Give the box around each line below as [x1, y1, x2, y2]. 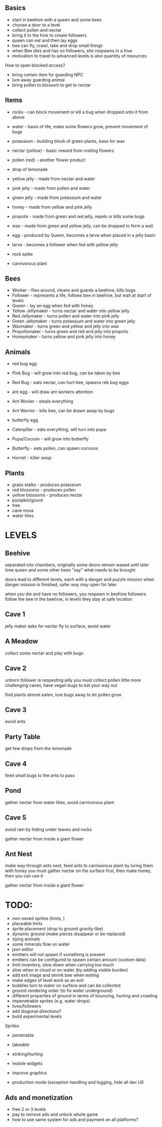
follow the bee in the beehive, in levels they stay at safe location [5, 596, 133, 602]
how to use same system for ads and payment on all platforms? [12, 1117, 139, 1123]
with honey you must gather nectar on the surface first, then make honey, [5, 868, 152, 874]
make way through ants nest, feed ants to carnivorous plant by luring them [5, 863, 153, 869]
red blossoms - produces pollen [12, 487, 76, 493]
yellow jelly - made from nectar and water [12, 176, 96, 182]
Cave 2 [5, 664, 27, 673]
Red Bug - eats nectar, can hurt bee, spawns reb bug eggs [12, 380, 129, 386]
